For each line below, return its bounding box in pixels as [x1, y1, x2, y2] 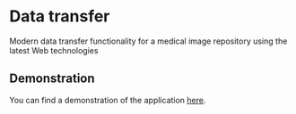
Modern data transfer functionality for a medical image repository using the [9, 36, 288, 46]
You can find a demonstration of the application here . [9, 94, 206, 105]
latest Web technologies [9, 45, 99, 55]
